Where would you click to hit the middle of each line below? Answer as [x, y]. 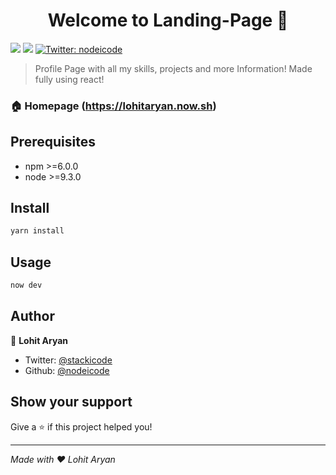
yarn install [37, 231]
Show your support [71, 402]
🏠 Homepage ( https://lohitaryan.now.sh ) [113, 106]
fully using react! [69, 79]
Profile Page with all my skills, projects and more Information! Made [173, 68]
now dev [26, 285]
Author [32, 316]
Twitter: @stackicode [68, 360]
